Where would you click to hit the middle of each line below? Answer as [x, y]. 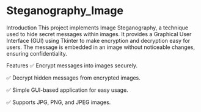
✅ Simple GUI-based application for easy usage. [67, 90]
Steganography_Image [65, 11]
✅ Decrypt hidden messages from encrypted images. [73, 78]
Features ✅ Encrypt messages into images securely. [72, 65]
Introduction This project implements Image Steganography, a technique [97, 28]
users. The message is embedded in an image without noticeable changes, [101, 47]
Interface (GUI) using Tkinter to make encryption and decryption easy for [98, 40]
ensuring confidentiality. [37, 53]
